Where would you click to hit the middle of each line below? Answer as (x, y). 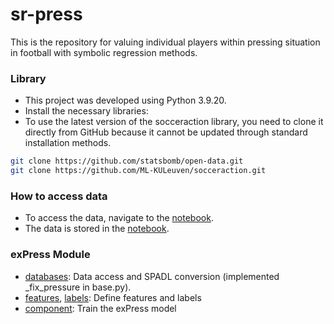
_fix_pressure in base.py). (78, 287)
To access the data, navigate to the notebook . (119, 218)
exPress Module (50, 255)
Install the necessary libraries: (86, 111)
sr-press (46, 14)
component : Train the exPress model (100, 308)
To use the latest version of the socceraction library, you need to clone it (174, 122)
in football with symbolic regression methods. (104, 52)
